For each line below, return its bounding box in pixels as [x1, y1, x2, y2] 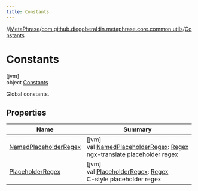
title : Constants [6, 8, 50, 15]
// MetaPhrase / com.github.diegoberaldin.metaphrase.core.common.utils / [6, 25, 185, 32]
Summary [123, 125, 152, 134]
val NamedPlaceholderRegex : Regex [86, 143, 189, 151]
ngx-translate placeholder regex [86, 150, 178, 159]
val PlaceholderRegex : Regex [86, 168, 169, 176]
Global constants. [6, 90, 50, 98]
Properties [6, 107, 47, 117]
